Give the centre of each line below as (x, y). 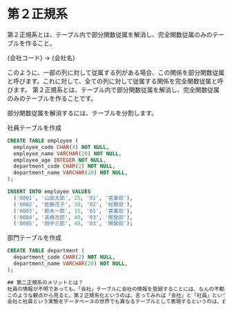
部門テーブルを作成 (35, 238)
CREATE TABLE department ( (46, 251)
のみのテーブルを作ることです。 (52, 98)
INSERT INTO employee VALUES (49, 192)
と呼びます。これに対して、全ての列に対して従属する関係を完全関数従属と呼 (116, 81)
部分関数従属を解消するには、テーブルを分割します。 (82, 113)
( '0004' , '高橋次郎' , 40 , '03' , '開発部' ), (73, 217)
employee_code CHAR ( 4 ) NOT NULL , (61, 147)
